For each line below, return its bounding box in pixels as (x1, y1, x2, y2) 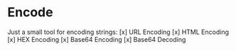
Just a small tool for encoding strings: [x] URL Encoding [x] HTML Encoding (7, 28, 230, 36)
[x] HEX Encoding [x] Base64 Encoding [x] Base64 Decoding (7, 35, 186, 43)
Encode (7, 4, 53, 21)
